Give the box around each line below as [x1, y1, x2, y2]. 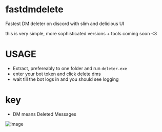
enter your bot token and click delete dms [12, 71, 101, 77]
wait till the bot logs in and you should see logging [12, 76, 119, 82]
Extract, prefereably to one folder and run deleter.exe [12, 65, 127, 71]
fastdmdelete [5, 4, 64, 15]
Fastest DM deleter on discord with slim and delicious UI [5, 20, 125, 27]
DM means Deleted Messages [12, 111, 77, 117]
